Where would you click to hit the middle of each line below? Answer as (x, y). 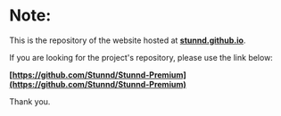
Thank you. (30, 101)
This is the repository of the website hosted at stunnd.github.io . (128, 40)
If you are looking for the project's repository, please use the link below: (141, 57)
